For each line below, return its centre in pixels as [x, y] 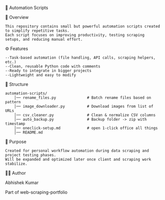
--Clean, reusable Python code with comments [53, 67]
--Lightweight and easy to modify [41, 75]
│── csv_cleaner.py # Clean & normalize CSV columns [85, 115]
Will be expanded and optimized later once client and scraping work [78, 159]
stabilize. [16, 164]
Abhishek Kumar [22, 183]
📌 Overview [17, 17]
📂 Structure [17, 84]
